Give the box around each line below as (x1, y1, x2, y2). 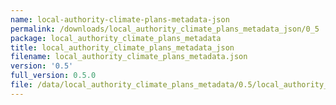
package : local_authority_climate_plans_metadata (10, 33, 222, 43)
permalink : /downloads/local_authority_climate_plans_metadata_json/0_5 (10, 24, 320, 34)
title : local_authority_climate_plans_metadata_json (10, 42, 235, 53)
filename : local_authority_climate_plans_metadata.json (10, 52, 248, 62)
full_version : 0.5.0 (10, 71, 97, 81)
